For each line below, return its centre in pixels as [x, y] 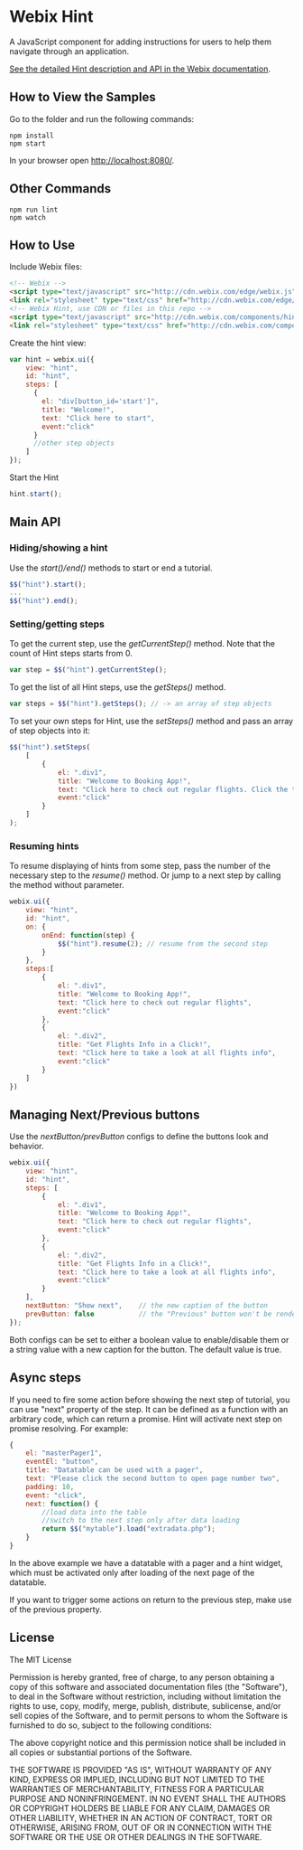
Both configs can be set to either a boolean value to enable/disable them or [149, 1339]
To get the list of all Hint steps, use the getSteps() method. [118, 687]
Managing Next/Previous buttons [105, 1114]
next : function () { [62, 1504]
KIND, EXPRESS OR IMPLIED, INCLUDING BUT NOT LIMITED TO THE [137, 1779]
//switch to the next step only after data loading [141, 1521]
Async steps [46, 1378]
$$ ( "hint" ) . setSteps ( [50, 748]
